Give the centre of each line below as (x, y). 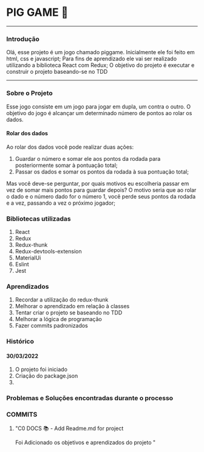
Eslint (22, 264)
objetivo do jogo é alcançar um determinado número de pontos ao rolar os (99, 113)
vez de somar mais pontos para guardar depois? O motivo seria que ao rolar (101, 190)
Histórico (20, 342)
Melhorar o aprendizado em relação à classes (72, 306)
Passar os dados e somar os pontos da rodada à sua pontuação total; (102, 171)
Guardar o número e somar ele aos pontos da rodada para (88, 158)
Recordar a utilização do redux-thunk (62, 300)
